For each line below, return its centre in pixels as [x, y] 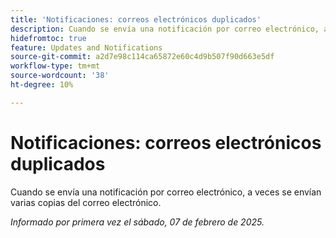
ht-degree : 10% [42, 85]
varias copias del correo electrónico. [86, 202]
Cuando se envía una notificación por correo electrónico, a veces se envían [166, 192]
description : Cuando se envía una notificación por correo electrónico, [165, 29]
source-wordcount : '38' [60, 76]
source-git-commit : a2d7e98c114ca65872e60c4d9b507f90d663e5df [142, 57]
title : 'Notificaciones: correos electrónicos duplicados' [136, 19]
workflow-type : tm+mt [55, 66]
